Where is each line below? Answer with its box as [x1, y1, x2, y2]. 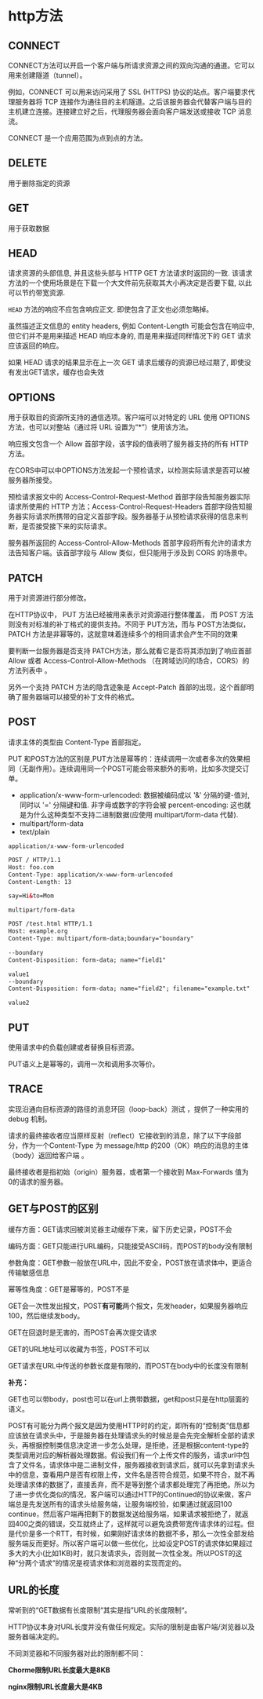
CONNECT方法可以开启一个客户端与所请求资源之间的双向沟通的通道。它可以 [8, 60, 255, 70]
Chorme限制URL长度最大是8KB [8, 1665, 111, 1675]
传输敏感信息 [8, 1267, 49, 1277]
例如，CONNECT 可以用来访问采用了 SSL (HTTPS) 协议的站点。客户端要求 [8, 87, 248, 97]
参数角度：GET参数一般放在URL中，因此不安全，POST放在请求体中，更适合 [8, 1258, 253, 1267]
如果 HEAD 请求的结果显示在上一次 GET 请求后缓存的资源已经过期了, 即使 [8, 358, 245, 367]
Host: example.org [8, 927, 68, 935]
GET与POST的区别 [8, 1202, 99, 1215]
